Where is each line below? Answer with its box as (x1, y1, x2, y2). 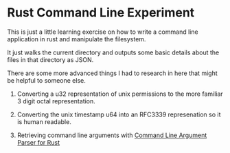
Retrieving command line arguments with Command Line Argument (16, 131, 207, 139)
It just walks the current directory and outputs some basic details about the (7, 48, 220, 57)
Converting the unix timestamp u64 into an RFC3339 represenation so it (16, 110, 221, 119)
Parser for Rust (16, 138, 60, 146)
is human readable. (16, 117, 72, 125)
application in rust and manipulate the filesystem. (7, 34, 146, 43)
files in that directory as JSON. (7, 55, 94, 63)
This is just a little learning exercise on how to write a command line (7, 28, 198, 36)
